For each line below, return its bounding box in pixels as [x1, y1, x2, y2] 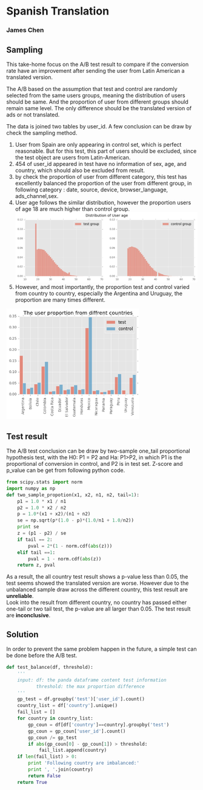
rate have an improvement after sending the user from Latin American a [6, 67, 185, 74]
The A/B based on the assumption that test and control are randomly [6, 85, 178, 92]
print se [17, 524, 39, 530]
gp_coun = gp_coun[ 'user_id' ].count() [28, 728, 126, 734]
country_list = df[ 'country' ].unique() [17, 703, 118, 709]
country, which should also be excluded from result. [15, 167, 145, 174]
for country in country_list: [17, 715, 94, 722]
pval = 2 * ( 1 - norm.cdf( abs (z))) [28, 543, 113, 549]
